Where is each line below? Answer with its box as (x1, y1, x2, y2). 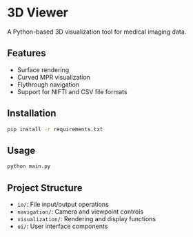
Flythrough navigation (17, 80, 80, 89)
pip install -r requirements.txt (7, 126, 103, 133)
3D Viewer (7, 5, 69, 21)
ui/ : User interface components (17, 222, 108, 230)
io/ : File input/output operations (17, 200, 109, 208)
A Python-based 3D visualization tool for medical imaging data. (7, 27, 187, 36)
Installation (7, 108, 57, 120)
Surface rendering (17, 65, 70, 74)
